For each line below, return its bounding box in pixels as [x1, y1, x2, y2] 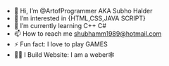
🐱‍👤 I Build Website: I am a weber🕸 [13, 51, 115, 59]
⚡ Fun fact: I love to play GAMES [13, 40, 108, 48]
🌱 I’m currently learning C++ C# [13, 22, 107, 29]
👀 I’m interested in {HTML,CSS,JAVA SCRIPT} [13, 14, 146, 22]
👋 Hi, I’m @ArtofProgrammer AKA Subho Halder [13, 7, 153, 15]
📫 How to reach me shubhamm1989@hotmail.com [13, 29, 162, 38]
